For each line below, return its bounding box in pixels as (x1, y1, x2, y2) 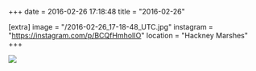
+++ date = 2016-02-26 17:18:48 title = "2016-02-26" (8, 7, 185, 16)
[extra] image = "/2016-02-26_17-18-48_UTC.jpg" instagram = (8, 22, 213, 31)
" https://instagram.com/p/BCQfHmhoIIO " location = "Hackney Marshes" (8, 31, 248, 40)
